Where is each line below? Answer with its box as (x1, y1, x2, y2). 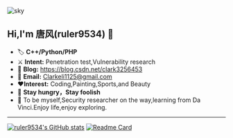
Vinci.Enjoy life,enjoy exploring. (17, 103, 107, 111)
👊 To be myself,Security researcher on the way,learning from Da (17, 96, 201, 104)
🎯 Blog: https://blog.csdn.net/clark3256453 (17, 64, 143, 73)
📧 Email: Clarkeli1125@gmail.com (17, 72, 112, 80)
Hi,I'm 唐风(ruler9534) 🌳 (7, 28, 114, 40)
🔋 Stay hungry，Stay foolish (17, 87, 101, 96)
